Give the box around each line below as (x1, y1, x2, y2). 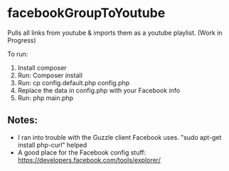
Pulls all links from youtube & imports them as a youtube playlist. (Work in (7, 28, 223, 37)
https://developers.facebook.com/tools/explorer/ (17, 155, 161, 164)
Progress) (7, 35, 37, 44)
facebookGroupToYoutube (7, 5, 166, 21)
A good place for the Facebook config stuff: (17, 148, 147, 157)
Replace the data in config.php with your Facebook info (17, 86, 181, 94)
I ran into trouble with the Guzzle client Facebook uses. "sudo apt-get (17, 133, 222, 141)
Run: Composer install (17, 71, 83, 79)
